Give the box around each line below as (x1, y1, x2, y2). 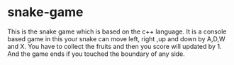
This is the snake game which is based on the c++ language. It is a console (7, 27, 227, 36)
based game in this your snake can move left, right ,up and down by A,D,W (7, 34, 225, 43)
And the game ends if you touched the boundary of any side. (7, 50, 186, 58)
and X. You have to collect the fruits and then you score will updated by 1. (7, 42, 222, 50)
